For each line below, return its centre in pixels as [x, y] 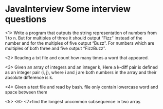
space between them [26, 92]
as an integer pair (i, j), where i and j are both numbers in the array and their [81, 72]
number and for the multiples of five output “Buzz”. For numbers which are [80, 43]
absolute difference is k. [29, 77]
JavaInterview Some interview [68, 9]
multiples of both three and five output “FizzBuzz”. [55, 48]
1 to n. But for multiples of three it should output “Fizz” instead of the [74, 38]
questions [26, 19]
